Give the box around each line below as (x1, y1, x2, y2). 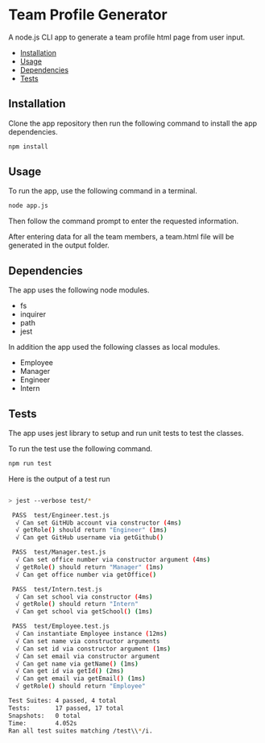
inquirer (19, 309, 47, 319)
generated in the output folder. (8, 240, 110, 251)
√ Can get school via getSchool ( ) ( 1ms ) (15, 608, 153, 616)
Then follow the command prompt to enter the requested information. (8, 216, 239, 226)
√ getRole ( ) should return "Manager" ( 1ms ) (15, 562, 164, 571)
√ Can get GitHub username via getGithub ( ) (15, 533, 164, 542)
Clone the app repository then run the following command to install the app (8, 118, 258, 128)
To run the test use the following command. (8, 443, 153, 453)
